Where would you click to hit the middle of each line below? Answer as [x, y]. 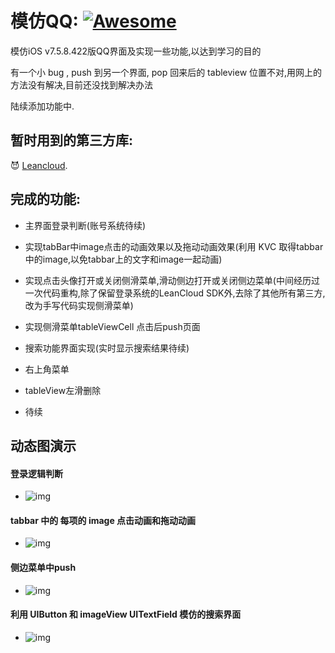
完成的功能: [46, 199]
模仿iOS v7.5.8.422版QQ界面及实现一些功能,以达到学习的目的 [136, 51]
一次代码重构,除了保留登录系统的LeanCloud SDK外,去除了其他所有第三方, [175, 293]
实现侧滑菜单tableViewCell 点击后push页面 [112, 326]
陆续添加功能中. [42, 106]
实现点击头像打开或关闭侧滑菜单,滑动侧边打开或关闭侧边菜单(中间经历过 [172, 280]
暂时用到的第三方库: [72, 140]
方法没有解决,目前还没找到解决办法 [82, 84]
